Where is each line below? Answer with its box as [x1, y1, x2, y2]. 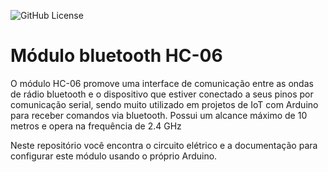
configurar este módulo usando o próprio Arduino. [10, 150, 218, 162]
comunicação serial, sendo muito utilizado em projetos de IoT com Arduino [10, 98, 319, 110]
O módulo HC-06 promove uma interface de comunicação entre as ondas [10, 77, 314, 89]
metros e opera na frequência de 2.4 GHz [10, 120, 182, 132]
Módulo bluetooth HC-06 [10, 45, 223, 67]
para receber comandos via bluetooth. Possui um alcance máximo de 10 [10, 109, 308, 121]
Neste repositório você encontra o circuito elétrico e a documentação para [10, 139, 318, 151]
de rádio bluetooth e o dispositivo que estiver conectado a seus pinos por [10, 88, 314, 100]
